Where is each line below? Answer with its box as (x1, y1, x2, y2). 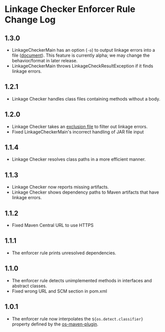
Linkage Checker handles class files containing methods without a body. (11, 96, 161, 102)
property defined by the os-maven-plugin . (11, 321, 99, 327)
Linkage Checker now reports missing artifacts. (11, 184, 109, 190)
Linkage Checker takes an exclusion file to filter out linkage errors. (11, 123, 148, 129)
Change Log (4, 14, 56, 25)
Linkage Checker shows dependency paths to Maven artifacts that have (11, 189, 160, 195)
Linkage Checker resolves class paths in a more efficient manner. (11, 156, 146, 162)
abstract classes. (11, 283, 47, 289)
